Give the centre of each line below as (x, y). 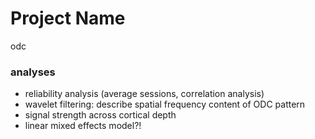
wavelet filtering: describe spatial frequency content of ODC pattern (165, 104)
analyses (33, 72)
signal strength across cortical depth (100, 115)
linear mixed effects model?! (83, 126)
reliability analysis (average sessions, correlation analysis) (144, 94)
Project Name (68, 18)
